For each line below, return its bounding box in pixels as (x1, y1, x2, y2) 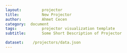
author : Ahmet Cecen (5, 17, 67, 22)
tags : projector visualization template (5, 26, 115, 31)
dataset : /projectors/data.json (5, 40, 81, 45)
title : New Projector (5, 12, 72, 17)
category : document (5, 21, 49, 27)
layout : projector (5, 7, 63, 13)
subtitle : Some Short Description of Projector (5, 31, 122, 36)
